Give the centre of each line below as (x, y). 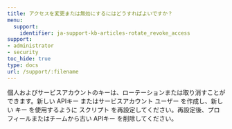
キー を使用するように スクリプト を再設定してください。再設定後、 (111, 110)
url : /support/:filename (43, 71)
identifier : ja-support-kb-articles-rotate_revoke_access (105, 33)
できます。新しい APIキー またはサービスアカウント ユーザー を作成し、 (109, 101)
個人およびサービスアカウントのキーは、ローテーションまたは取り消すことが (116, 92)
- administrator (30, 46)
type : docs (23, 65)
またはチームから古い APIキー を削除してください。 (104, 118)
